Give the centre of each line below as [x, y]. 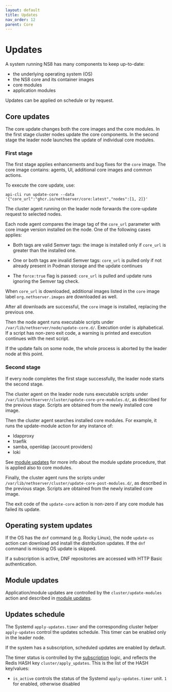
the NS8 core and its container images [53, 80]
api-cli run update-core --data [40, 195]
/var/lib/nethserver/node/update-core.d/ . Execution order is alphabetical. [85, 327]
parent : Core [19, 24]
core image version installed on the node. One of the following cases [78, 230]
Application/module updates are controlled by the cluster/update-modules [84, 593]
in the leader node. [25, 638]
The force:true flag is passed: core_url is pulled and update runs [82, 276]
